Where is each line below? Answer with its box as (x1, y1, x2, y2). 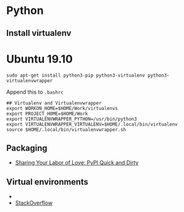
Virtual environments (6, 177, 89, 187)
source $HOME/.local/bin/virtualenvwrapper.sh (6, 126, 126, 132)
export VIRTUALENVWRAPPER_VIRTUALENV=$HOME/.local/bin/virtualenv (6, 121, 178, 128)
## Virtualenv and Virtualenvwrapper (6, 100, 102, 106)
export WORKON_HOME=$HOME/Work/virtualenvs (6, 105, 118, 111)
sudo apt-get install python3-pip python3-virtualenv (6, 72, 146, 78)
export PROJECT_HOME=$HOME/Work (6, 111, 88, 117)
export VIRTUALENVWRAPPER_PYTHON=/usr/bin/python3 (6, 116, 137, 122)
